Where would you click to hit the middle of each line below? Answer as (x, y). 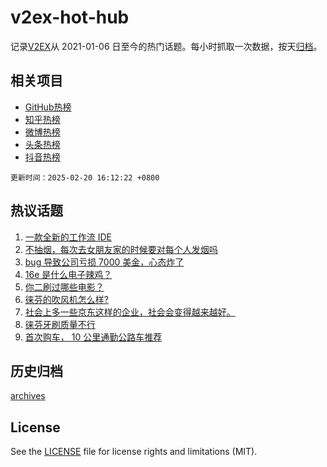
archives (28, 396)
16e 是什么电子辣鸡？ (68, 274)
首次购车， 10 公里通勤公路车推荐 (93, 337)
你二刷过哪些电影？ (64, 287)
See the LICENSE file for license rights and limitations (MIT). (134, 452)
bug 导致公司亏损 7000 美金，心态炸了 (104, 262)
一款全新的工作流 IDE (68, 237)
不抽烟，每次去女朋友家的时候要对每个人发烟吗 (121, 249)
